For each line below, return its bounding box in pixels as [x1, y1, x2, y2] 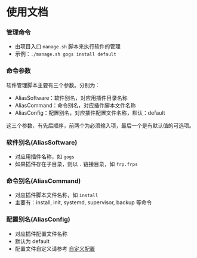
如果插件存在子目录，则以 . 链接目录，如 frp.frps [14, 161, 138, 168]
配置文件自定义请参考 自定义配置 [14, 245, 96, 252]
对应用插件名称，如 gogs [14, 153, 75, 160]
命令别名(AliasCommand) [6, 177, 81, 185]
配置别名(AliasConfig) [6, 216, 70, 224]
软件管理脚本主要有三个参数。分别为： [6, 81, 100, 88]
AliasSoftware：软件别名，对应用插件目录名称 [14, 94, 128, 102]
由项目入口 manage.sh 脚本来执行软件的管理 [14, 43, 121, 50]
